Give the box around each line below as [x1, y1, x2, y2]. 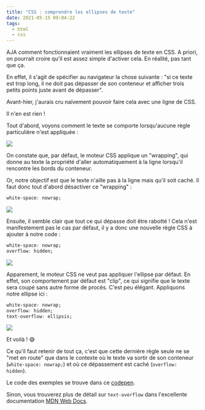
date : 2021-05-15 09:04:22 [6, 15, 75, 21]
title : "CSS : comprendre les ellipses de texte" [6, 9, 136, 15]
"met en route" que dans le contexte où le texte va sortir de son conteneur [6, 354, 194, 362]
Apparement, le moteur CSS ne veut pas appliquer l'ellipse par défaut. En [6, 270, 191, 278]
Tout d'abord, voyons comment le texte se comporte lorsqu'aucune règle [6, 122, 191, 129]
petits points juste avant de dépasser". [6, 86, 103, 94]
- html [12, 26, 29, 32]
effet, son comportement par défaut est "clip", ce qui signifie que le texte [6, 277, 190, 285]
